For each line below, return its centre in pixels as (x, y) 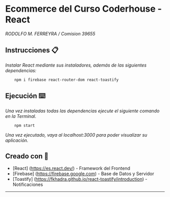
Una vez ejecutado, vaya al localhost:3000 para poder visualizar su (76, 135)
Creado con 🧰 (27, 156)
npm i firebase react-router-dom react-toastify (67, 80)
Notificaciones (28, 185)
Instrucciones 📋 (32, 51)
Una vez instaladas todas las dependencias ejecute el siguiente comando (82, 111)
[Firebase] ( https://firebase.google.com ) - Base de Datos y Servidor (83, 174)
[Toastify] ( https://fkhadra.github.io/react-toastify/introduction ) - (80, 179)
